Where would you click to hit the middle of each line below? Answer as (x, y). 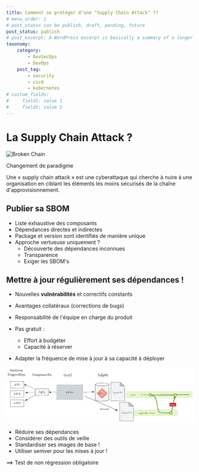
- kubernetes (44, 88)
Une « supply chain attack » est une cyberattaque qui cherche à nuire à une (99, 177)
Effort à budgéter (45, 341)
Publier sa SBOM (38, 209)
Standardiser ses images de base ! (57, 445)
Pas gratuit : (29, 329)
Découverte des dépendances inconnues (74, 249)
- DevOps (38, 63)
